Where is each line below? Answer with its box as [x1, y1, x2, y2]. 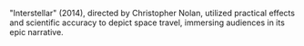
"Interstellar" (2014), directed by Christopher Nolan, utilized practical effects [9, 8, 296, 18]
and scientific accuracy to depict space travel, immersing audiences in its [9, 17, 285, 28]
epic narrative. [9, 27, 64, 37]
